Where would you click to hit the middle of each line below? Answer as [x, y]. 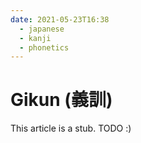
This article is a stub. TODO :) [71, 128]
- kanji [35, 38]
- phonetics [44, 47]
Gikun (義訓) [61, 100]
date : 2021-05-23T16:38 [60, 19]
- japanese [42, 29]
